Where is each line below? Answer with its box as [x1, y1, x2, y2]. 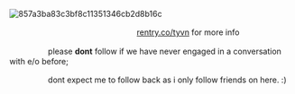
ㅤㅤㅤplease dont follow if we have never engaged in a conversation [25, 46, 282, 56]
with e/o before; [9, 56, 69, 66]
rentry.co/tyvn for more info [136, 27, 240, 38]
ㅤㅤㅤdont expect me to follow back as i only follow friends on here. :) [25, 74, 287, 85]
